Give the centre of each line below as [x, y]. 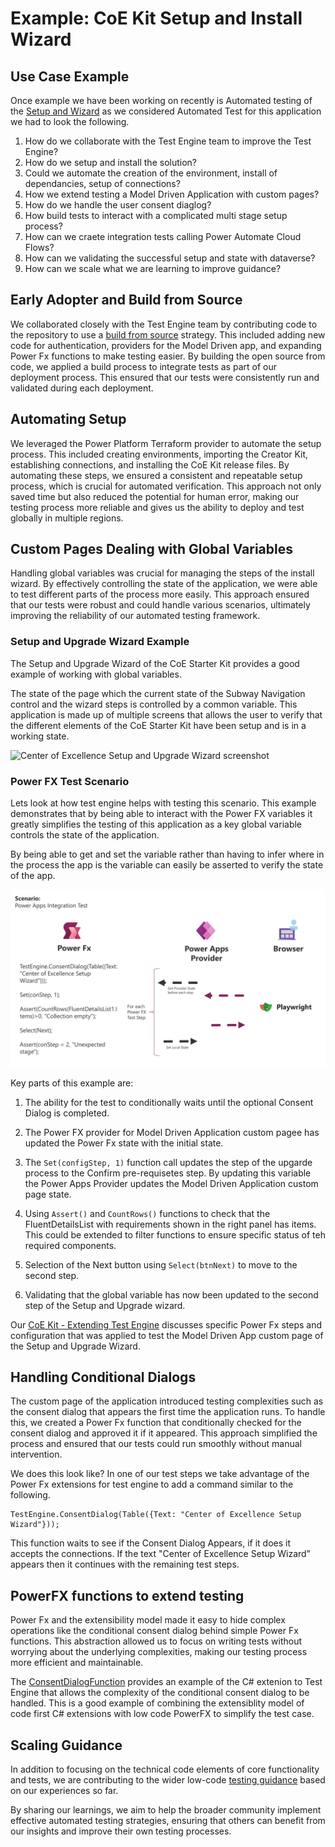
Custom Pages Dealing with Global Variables [152, 549]
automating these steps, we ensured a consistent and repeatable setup [156, 475]
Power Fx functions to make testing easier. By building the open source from [168, 356]
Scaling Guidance [66, 1745]
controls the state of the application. [85, 835]
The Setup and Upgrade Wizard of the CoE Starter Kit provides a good [155, 663]
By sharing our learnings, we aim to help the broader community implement [166, 1809]
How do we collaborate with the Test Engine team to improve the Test [168, 141]
